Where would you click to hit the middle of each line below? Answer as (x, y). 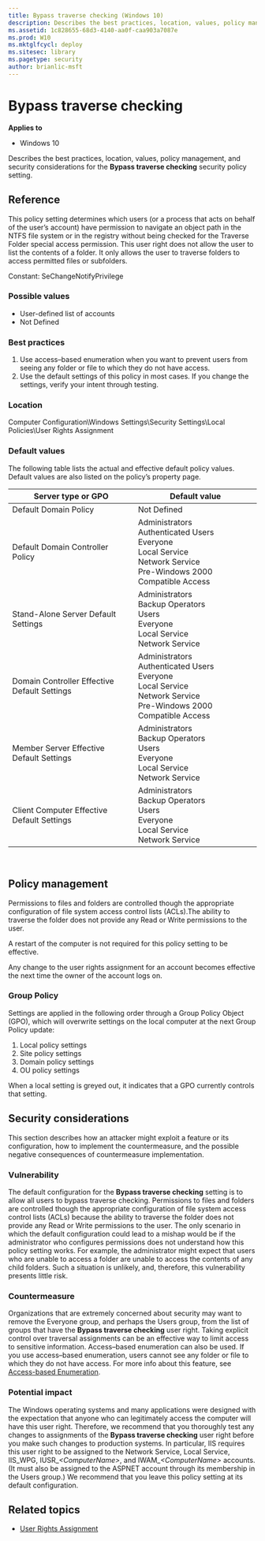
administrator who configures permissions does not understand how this (126, 1242)
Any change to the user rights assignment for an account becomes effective (132, 967)
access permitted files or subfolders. (68, 260)
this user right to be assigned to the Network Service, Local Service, (119, 1451)
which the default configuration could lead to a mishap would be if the (122, 1233)
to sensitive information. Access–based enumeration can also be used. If (126, 1347)
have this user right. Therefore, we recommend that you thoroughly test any (131, 1426)
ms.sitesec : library (42, 52)
